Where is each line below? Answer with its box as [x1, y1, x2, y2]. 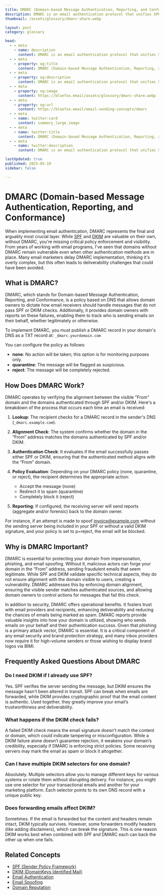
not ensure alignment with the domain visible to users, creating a [5, 577, 135, 582]
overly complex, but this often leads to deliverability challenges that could [5, 259, 153, 265]
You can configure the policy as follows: [5, 342, 85, 348]
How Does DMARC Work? [5, 381, 84, 389]
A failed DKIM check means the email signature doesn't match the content [5, 727, 155, 733]
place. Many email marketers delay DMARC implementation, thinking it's [5, 254, 150, 260]
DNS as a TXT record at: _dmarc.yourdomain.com [5, 333, 101, 339]
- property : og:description [14, 75, 71, 80]
